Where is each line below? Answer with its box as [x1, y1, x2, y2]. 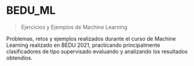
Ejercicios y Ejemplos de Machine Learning [20, 23, 128, 31]
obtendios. [6, 54, 33, 61]
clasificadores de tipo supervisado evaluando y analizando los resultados [6, 47, 188, 55]
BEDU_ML [6, 4, 56, 17]
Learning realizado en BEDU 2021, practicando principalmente [6, 41, 160, 49]
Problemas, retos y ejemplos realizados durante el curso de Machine [6, 35, 176, 42]
